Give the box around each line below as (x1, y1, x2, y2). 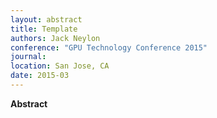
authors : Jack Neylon (10, 33, 101, 43)
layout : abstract (10, 14, 83, 25)
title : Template (10, 24, 78, 34)
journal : (10, 52, 47, 62)
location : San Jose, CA (10, 61, 110, 71)
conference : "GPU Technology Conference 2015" (10, 42, 208, 53)
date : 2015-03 (10, 71, 70, 81)
